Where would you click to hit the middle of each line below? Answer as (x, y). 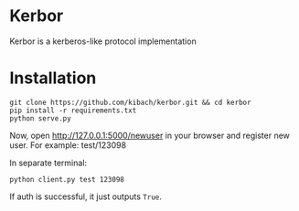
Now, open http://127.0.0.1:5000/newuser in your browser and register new (150, 135)
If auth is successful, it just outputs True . (86, 196)
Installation (53, 78)
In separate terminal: (48, 163)
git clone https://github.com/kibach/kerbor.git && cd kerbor (130, 102)
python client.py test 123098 (67, 179)
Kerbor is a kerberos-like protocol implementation (103, 41)
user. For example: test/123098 (68, 145)
